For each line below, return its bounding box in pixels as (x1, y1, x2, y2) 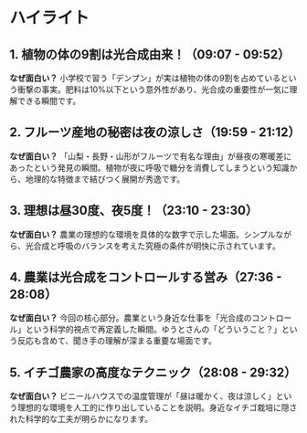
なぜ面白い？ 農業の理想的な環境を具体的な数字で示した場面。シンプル (9, 228, 276, 239)
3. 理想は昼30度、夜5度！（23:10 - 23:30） (9, 203, 259, 218)
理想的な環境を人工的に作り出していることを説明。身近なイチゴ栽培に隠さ (16, 402, 298, 413)
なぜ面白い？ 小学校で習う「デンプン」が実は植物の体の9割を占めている (9, 73, 281, 83)
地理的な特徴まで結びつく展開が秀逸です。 (25, 174, 185, 185)
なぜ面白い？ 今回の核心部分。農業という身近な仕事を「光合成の (9, 312, 252, 323)
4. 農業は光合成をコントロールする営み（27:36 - (9, 269, 282, 285)
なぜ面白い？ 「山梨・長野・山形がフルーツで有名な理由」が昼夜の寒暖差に (9, 151, 292, 162)
